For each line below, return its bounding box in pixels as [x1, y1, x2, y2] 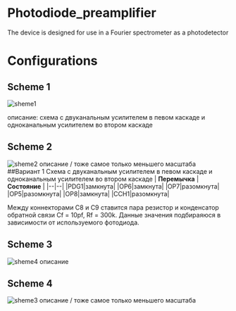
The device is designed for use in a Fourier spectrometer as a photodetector [7, 28, 229, 37]
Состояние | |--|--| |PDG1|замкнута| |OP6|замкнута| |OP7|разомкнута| [7, 182, 220, 191]
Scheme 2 [7, 141, 53, 153]
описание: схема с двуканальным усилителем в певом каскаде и [7, 113, 206, 121]
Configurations [7, 53, 98, 69]
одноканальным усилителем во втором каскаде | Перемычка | [7, 174, 199, 183]
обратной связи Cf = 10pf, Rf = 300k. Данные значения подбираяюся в [7, 210, 221, 219]
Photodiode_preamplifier [7, 5, 156, 21]
